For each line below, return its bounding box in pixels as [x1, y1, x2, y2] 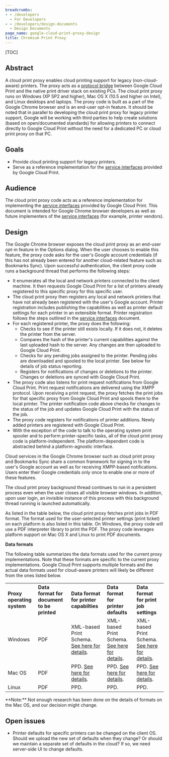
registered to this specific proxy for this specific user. [12, 288, 123, 294]
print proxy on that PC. [5, 130, 52, 136]
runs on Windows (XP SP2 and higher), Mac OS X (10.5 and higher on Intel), [5, 93, 162, 99]
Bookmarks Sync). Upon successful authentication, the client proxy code [5, 263, 157, 269]
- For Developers [10, 17, 46, 22]
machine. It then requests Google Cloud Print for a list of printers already [12, 283, 163, 289]
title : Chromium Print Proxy [5, 36, 66, 41]
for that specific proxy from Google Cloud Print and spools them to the [12, 396, 159, 402]
